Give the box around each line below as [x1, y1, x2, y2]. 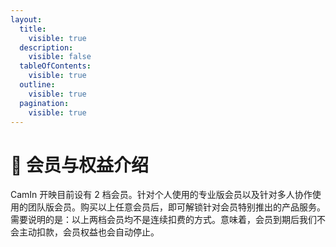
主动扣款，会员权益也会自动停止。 [18, 226, 160, 238]
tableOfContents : [19, 61, 92, 71]
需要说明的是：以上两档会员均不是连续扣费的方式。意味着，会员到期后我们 [10, 214, 317, 226]
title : [19, 24, 47, 34]
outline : [19, 80, 56, 90]
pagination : [19, 98, 70, 108]
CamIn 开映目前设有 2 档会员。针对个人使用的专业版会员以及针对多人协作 [10, 189, 313, 201]
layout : [10, 14, 43, 25]
